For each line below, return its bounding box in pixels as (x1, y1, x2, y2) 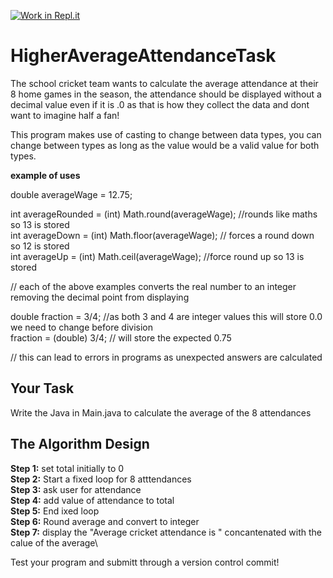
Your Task (10, 380, 75, 397)
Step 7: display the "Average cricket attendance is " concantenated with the (10, 526, 322, 538)
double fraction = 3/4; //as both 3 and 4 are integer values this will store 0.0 (10, 310, 323, 322)
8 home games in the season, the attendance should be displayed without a (10, 88, 322, 100)
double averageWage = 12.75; (10, 188, 133, 200)
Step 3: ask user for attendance (10, 483, 142, 495)
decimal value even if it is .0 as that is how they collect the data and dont (10, 98, 310, 110)
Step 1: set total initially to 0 (10, 462, 125, 474)
